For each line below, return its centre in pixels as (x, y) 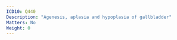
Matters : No (21, 22)
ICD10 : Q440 (21, 11)
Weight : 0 (18, 28)
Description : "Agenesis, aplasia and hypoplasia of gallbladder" (89, 17)
